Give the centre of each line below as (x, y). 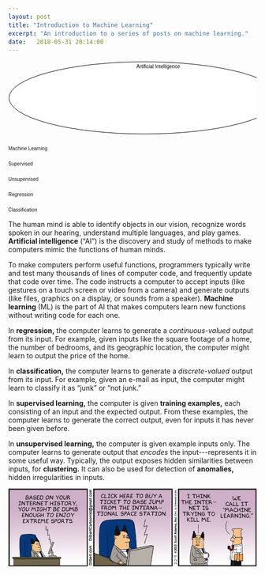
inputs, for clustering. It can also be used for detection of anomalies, (121, 469)
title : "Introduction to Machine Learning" (81, 25)
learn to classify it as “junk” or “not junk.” (75, 388)
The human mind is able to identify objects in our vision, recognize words (127, 225)
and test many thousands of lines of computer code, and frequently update (130, 274)
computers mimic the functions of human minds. (87, 250)
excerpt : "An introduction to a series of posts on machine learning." (128, 33)
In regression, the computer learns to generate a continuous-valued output (131, 331)
